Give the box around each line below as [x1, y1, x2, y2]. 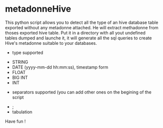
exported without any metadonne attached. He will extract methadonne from [5, 24, 159, 30]
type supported [12, 50, 44, 55]
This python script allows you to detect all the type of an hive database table [5, 19, 159, 25]
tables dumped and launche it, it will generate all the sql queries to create [5, 35, 152, 41]
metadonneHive [5, 3, 72, 15]
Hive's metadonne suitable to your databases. [5, 40, 97, 46]
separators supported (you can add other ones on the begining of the [12, 89, 152, 95]
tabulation [12, 109, 33, 115]
